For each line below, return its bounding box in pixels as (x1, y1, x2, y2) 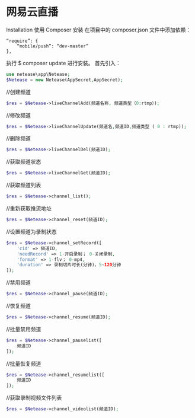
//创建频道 (6, 88, 31, 95)
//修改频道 (6, 111, 31, 119)
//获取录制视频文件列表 (6, 394, 62, 401)
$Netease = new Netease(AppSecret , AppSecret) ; (6, 76, 123, 83)
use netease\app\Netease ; (6, 71, 70, 77)
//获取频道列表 (6, 181, 41, 189)
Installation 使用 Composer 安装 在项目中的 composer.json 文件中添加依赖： (6, 26, 191, 33)
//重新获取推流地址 (6, 205, 52, 212)
